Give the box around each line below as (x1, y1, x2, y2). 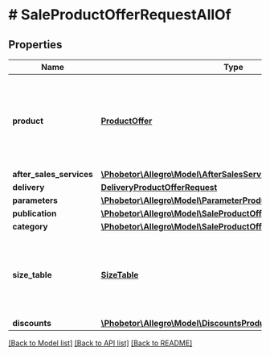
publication (12, 208, 57, 219)
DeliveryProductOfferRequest (100, 182, 218, 192)
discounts (12, 318, 52, 328)
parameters (12, 195, 58, 206)
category (12, 221, 48, 232)
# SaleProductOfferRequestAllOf (8, 6, 231, 24)
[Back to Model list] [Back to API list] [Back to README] (8, 338, 193, 348)
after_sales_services (12, 169, 94, 180)
